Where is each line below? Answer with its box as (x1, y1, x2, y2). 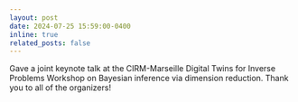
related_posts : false (9, 38, 91, 48)
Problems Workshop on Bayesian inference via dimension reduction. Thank (9, 73, 289, 84)
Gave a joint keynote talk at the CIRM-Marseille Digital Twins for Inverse (9, 63, 276, 74)
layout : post (9, 13, 59, 23)
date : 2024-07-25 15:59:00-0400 (9, 22, 131, 31)
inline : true (9, 30, 59, 39)
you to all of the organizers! (9, 82, 111, 93)
